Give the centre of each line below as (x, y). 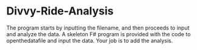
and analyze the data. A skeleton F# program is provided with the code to (99, 34)
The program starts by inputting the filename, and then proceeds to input (98, 28)
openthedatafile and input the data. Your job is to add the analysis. (90, 40)
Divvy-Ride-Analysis (60, 11)
